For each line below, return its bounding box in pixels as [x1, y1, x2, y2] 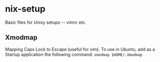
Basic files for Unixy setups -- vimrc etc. [5, 19, 87, 25]
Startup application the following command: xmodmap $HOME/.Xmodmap [5, 51, 143, 57]
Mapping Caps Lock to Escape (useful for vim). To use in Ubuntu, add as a [5, 46, 155, 52]
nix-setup [5, 3, 46, 15]
